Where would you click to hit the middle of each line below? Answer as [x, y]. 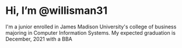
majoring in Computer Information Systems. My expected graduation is [91, 32]
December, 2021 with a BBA [39, 39]
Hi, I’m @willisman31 [57, 11]
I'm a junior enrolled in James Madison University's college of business [91, 27]
